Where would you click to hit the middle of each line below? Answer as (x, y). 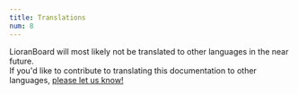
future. (22, 61)
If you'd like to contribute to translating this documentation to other (133, 70)
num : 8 (22, 26)
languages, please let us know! (66, 80)
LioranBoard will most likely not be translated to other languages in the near (149, 51)
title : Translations (48, 17)
